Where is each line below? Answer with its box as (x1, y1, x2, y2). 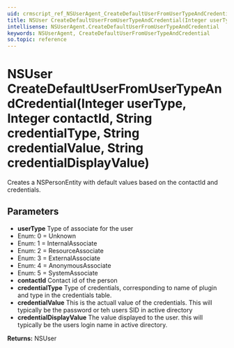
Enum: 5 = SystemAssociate (17, 268, 99, 277)
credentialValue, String (7, 140, 144, 156)
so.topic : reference (7, 36, 68, 43)
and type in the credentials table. (17, 291, 112, 299)
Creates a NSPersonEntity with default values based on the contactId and (7, 179, 218, 187)
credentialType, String (7, 126, 140, 142)
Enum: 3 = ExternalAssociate (17, 254, 101, 262)
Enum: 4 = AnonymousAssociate (17, 261, 111, 269)
